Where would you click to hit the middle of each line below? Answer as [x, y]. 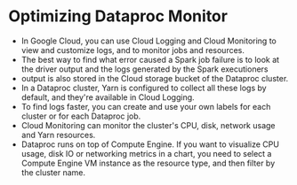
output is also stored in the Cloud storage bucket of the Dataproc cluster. [155, 78]
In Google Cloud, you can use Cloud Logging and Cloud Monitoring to [148, 41]
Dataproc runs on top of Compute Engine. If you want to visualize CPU [150, 144]
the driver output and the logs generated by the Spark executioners [144, 69]
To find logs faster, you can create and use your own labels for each [146, 106]
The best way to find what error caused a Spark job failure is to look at [150, 59]
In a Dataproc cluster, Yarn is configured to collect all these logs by [144, 88]
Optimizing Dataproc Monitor [118, 16]
